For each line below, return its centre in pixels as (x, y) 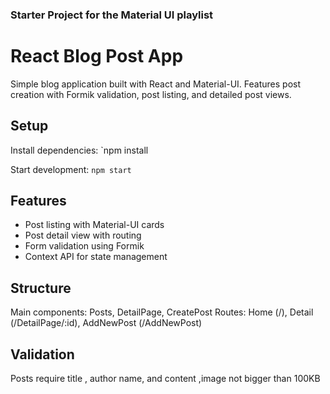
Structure (41, 288)
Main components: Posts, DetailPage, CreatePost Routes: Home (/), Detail (162, 312)
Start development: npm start (71, 169)
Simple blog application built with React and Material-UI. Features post (156, 84)
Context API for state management (96, 257)
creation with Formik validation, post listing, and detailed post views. (151, 94)
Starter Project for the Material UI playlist (112, 15)
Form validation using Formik (84, 246)
